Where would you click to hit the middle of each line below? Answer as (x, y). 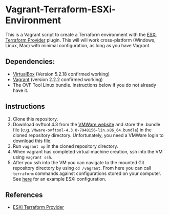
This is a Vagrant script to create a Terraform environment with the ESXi (81, 34)
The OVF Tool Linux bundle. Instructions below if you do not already (84, 85)
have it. (20, 90)
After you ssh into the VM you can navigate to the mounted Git (78, 162)
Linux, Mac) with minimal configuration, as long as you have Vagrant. (78, 45)
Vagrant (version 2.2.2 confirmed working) (58, 79)
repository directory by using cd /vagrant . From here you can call (82, 168)
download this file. (32, 141)
